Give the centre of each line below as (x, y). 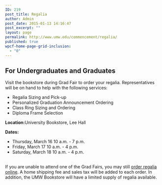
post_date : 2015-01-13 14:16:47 (38, 23)
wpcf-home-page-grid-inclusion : (38, 46)
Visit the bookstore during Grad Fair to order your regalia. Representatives (80, 83)
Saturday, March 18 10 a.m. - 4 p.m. (48, 152)
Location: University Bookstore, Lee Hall (45, 123)
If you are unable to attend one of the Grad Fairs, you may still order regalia (81, 167)
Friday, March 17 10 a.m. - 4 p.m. (45, 147)
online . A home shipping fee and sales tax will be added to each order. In (79, 172)
